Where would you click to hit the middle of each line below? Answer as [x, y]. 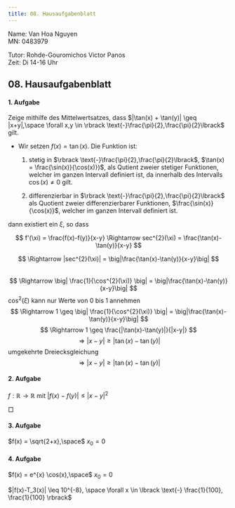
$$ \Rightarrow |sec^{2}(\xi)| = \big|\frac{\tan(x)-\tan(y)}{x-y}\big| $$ [119, 259]
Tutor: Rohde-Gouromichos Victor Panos [67, 55]
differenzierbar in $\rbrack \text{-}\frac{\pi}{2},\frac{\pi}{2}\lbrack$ [127, 196]
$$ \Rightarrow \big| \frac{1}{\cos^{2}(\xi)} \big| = [81, 281]
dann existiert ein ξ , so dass [48, 225]
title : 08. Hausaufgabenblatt [52, 14]
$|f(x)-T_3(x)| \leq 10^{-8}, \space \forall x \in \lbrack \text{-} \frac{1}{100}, [115, 490]
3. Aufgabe [25, 426]
